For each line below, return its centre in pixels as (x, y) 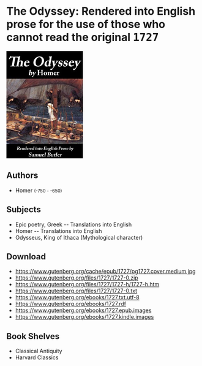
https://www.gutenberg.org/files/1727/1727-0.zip (77, 278)
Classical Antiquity (39, 351)
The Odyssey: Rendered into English (101, 11)
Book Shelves (33, 336)
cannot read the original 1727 (83, 37)
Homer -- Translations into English (58, 231)
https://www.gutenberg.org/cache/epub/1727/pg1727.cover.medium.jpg (105, 272)
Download (26, 257)
